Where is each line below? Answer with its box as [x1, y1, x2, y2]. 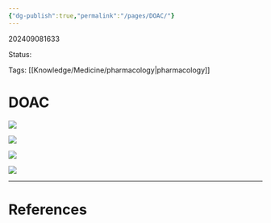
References [8, 200, 87, 218]
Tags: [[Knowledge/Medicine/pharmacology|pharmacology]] [8, 65, 211, 75]
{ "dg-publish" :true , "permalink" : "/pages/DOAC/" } [8, 11, 175, 20]
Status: [8, 49, 32, 59]
